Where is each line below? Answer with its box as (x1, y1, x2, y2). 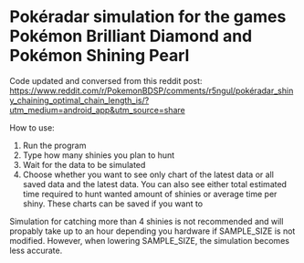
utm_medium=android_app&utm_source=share (9, 104, 185, 115)
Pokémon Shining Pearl (9, 46, 190, 66)
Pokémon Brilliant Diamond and (9, 26, 253, 47)
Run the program (22, 140, 87, 151)
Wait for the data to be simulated (22, 159, 146, 170)
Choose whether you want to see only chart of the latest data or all (22, 169, 274, 180)
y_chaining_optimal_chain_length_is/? (9, 94, 150, 106)
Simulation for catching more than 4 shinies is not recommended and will (9, 216, 284, 226)
